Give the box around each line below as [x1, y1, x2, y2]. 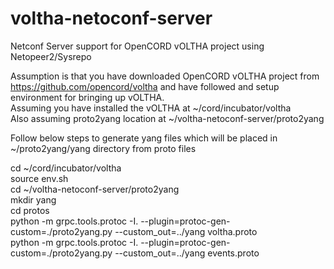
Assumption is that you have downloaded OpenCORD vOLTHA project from [10, 70, 320, 82]
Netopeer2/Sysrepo [10, 50, 92, 62]
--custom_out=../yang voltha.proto [114, 225, 258, 237]
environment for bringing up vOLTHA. [10, 91, 165, 103]
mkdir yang [10, 193, 57, 206]
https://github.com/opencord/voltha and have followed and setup [10, 80, 280, 92]
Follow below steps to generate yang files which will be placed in [10, 132, 278, 144]
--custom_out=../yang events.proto [114, 247, 260, 259]
